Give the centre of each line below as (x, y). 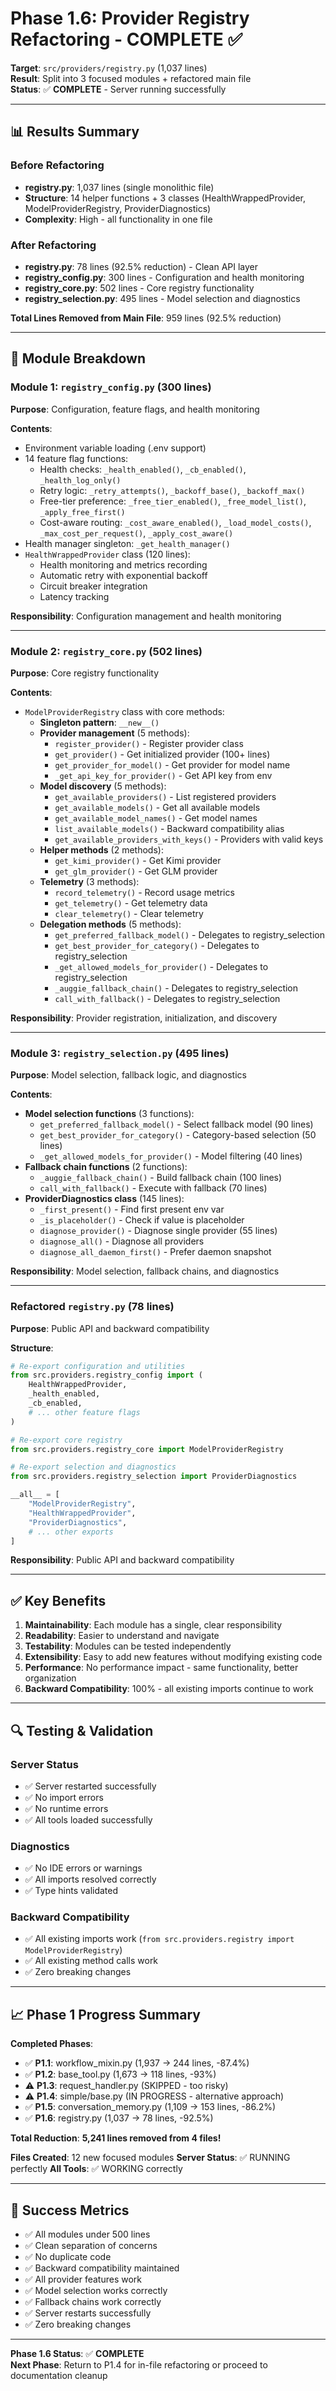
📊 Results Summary (75, 132)
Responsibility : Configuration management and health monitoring (146, 616)
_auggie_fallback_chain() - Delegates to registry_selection (176, 988)
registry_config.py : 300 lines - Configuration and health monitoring (164, 277)
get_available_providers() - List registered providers (165, 796)
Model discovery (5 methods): (103, 786)
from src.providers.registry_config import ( (106, 1375)
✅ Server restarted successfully (90, 1786)
